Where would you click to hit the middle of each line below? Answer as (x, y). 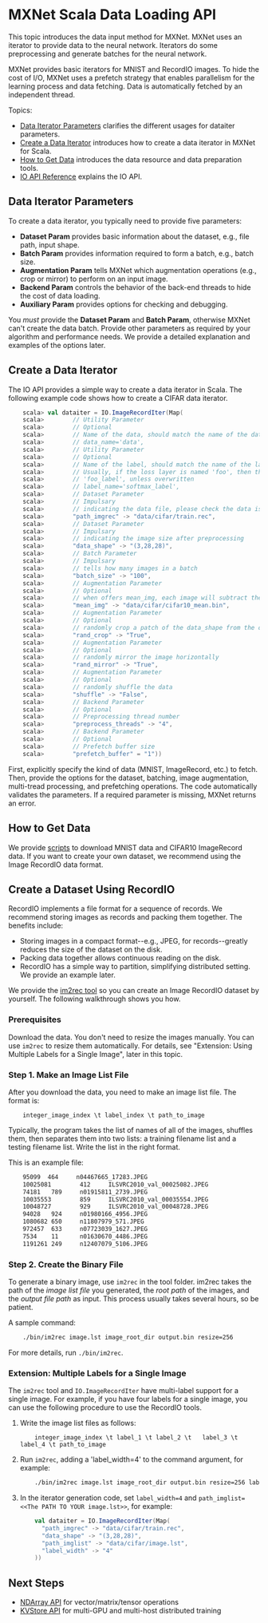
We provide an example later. (67, 975)
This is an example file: (46, 1162)
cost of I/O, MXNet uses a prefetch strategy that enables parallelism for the (132, 77)
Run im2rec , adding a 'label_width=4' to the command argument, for (131, 1459)
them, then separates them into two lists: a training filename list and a (122, 1138)
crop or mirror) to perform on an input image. (94, 279)
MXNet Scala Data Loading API (112, 15)
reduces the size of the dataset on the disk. (91, 950)
